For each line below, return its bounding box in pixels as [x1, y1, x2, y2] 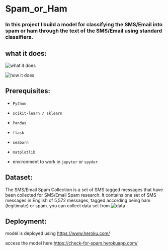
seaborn [12, 140, 29, 145]
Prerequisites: [5, 87, 50, 96]
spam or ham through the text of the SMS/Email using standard [5, 27, 162, 34]
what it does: [5, 49, 47, 58]
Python [12, 101, 27, 106]
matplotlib [12, 149, 36, 155]
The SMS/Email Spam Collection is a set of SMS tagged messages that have [5, 187, 163, 193]
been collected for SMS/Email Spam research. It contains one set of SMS [5, 192, 157, 198]
